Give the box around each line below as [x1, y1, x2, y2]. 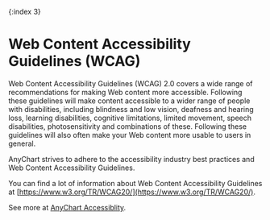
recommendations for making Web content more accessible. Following [8, 87, 243, 97]
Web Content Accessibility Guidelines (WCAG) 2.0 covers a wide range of [8, 78, 253, 88]
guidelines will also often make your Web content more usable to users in [8, 130, 251, 139]
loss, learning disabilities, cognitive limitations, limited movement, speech [8, 113, 252, 122]
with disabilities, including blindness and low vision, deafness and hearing [8, 104, 254, 114]
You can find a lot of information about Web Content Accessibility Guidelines [8, 178, 263, 188]
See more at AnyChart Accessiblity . [8, 202, 127, 212]
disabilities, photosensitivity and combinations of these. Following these [8, 121, 247, 131]
